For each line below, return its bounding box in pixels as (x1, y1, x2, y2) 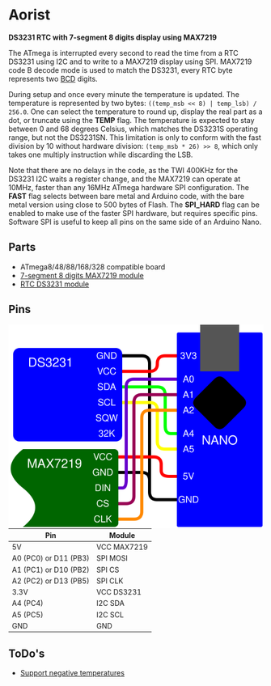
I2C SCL (96, 609, 124, 620)
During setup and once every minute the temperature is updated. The (8, 89, 240, 99)
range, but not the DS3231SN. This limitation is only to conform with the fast (8, 132, 261, 142)
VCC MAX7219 (96, 542, 148, 552)
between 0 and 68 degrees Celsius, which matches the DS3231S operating (8, 124, 259, 133)
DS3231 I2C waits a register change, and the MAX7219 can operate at (8, 174, 241, 184)
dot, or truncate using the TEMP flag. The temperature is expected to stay (8, 115, 255, 125)
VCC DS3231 (96, 587, 142, 597)
